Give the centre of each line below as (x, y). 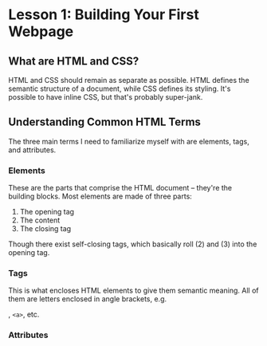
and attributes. (32, 150)
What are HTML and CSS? (74, 61)
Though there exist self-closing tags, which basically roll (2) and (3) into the (133, 244)
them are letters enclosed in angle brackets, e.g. (88, 299)
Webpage (41, 31)
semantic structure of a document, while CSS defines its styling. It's (120, 88)
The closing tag (45, 229)
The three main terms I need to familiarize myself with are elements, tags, (129, 141)
